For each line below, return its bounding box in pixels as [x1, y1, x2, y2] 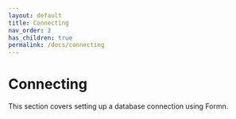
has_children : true [8, 33, 73, 42]
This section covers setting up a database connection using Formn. [8, 102, 229, 111]
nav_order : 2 [8, 26, 52, 34]
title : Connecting [8, 19, 69, 27]
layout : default [8, 11, 62, 20]
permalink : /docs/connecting [8, 41, 105, 49]
